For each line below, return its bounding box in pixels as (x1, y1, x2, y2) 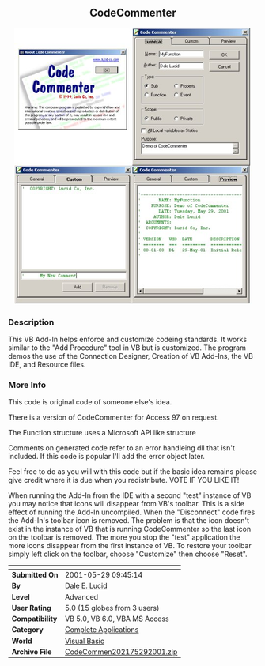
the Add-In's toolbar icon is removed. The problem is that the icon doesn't (8, 516, 249, 525)
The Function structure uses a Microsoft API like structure (8, 428, 196, 438)
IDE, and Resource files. (8, 359, 86, 370)
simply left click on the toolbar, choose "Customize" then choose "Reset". (8, 549, 248, 559)
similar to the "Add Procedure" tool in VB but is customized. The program (8, 343, 247, 352)
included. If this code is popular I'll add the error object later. (8, 452, 206, 461)
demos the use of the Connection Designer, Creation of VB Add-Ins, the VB (8, 352, 253, 361)
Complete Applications (64, 625, 139, 634)
